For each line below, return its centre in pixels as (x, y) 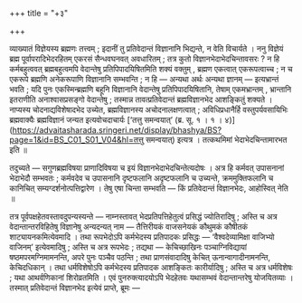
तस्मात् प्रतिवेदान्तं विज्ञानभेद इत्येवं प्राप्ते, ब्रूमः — (75, 288)
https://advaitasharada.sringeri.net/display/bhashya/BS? (117, 130)
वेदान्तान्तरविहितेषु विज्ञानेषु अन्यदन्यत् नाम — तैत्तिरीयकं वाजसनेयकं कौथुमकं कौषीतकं (129, 227)
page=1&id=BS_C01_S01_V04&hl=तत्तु (77, 140)
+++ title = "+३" (39, 13)
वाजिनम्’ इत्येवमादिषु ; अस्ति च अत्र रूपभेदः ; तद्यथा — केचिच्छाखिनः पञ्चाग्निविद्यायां (128, 247)
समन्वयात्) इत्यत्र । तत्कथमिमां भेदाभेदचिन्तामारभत (217, 140)
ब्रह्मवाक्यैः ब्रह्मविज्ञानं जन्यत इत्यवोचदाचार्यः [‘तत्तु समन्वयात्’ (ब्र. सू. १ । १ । (116, 120)
